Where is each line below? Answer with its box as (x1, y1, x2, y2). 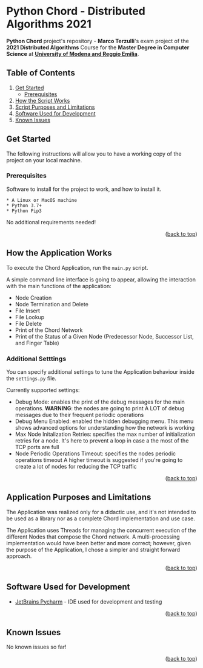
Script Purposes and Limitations (15, 103, 95, 111)
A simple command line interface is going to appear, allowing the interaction (6, 275, 196, 283)
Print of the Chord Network (15, 326, 83, 334)
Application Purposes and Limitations (6, 492, 151, 503)
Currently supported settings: (6, 386, 80, 393)
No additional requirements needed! (6, 218, 96, 226)
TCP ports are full (15, 443, 59, 450)
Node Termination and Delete (15, 300, 89, 308)
